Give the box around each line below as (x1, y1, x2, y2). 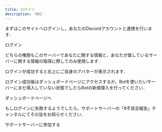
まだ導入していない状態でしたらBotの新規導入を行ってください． (17, 85, 147, 90)
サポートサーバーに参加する (5, 121, 61, 127)
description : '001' (5, 12, 45, 16)
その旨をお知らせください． (30, 111, 86, 117)
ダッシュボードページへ (5, 95, 52, 101)
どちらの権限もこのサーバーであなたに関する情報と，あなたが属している (5, 52, 149, 58)
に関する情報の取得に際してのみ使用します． (13, 58, 103, 64)
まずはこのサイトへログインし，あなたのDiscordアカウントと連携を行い (5, 25, 148, 31)
